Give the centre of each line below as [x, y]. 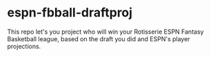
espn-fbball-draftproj [70, 13]
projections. [24, 46]
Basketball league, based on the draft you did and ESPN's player [99, 38]
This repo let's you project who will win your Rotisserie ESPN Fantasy [105, 32]
